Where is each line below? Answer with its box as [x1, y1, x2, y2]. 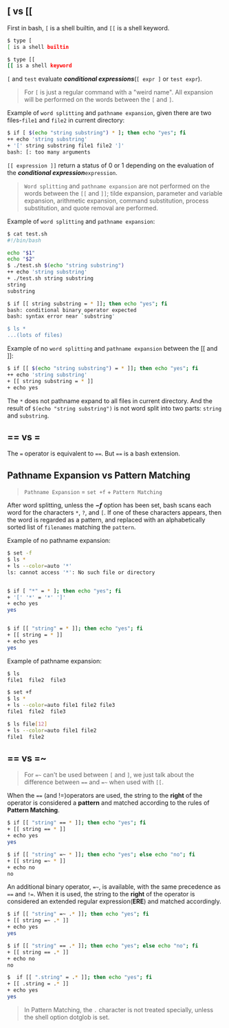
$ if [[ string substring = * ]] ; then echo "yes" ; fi [7, 300, 168, 307]
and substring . [7, 411, 50, 420]
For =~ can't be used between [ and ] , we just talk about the [23, 771, 195, 779]
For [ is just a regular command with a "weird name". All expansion [23, 88, 213, 96]
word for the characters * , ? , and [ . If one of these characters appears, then [7, 508, 222, 517]
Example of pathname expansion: [7, 657, 102, 665]
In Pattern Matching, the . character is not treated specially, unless [23, 1005, 214, 1014]
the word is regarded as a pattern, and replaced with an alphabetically [7, 516, 206, 524]
